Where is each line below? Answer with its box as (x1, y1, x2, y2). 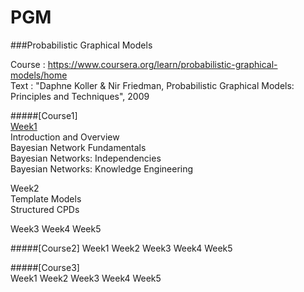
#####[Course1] (10, 109, 78, 121)
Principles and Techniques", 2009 (10, 90, 150, 102)
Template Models (10, 192, 82, 205)
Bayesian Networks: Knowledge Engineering (10, 162, 194, 175)
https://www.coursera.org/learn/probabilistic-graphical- (47, 58, 278, 70)
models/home (10, 69, 68, 81)
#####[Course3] (10, 261, 80, 273)
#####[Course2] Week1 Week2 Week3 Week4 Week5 (10, 242, 233, 254)
